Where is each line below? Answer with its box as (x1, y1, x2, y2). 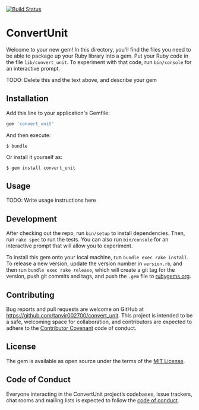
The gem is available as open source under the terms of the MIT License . (6, 357, 185, 364)
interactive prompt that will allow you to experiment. (6, 242, 133, 249)
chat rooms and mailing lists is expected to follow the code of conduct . (6, 396, 179, 403)
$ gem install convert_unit (6, 165, 76, 171)
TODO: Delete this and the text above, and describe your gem (6, 76, 157, 83)
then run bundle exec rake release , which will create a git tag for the (6, 266, 175, 274)
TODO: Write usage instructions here (6, 196, 96, 204)
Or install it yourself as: (6, 153, 62, 160)
